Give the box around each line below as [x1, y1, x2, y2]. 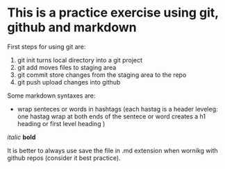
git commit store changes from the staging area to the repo [17, 71, 187, 79]
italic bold [7, 133, 36, 141]
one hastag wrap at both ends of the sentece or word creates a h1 [17, 112, 206, 121]
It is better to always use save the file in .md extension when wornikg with [7, 146, 219, 154]
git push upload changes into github [17, 78, 121, 86]
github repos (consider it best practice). [7, 154, 121, 162]
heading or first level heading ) [17, 119, 106, 127]
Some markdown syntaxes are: [7, 91, 96, 100]
